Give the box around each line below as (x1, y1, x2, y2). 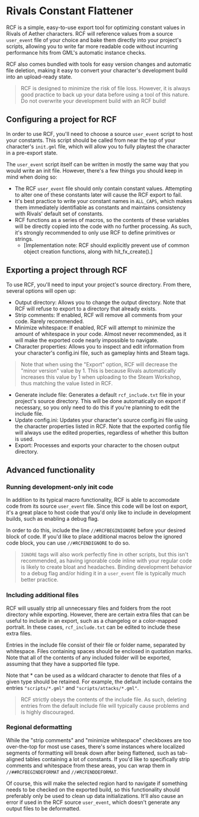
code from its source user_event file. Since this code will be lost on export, (6, 503, 188, 510)
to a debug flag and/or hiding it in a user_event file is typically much (20, 570, 186, 577)
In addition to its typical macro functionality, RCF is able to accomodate (6, 496, 180, 503)
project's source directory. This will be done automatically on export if (14, 397, 186, 404)
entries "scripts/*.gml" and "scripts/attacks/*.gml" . (6, 684, 139, 691)
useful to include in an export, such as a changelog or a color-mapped (6, 617, 178, 624)
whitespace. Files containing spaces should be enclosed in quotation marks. (6, 647, 192, 654)
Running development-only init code (6, 483, 114, 491)
